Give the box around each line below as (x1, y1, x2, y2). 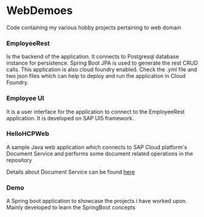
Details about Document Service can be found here (6, 168, 135, 176)
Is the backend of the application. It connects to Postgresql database (6, 53, 180, 60)
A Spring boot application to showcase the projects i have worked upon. (6, 197, 188, 205)
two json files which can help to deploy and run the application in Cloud (6, 73, 186, 80)
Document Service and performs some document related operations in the (6, 150, 194, 157)
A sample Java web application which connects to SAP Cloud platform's (6, 143, 188, 151)
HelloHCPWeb (6, 129, 50, 138)
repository (6, 156, 32, 163)
